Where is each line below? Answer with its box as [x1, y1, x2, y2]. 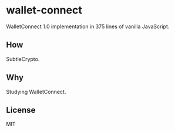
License [6, 105, 36, 115]
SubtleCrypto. [6, 55, 40, 62]
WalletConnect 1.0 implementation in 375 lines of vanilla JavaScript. [6, 23, 170, 30]
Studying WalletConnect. [6, 88, 66, 95]
